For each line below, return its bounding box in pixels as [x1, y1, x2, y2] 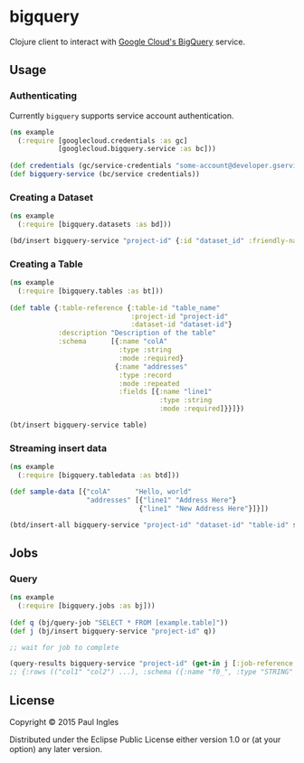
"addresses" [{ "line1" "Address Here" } [86, 495, 237, 504]
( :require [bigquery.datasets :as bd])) [17, 220, 172, 230]
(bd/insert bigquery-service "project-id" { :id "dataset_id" [9, 236, 245, 245]
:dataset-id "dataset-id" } [130, 320, 233, 329]
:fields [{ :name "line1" [119, 387, 213, 397]
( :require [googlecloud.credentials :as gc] [17, 136, 188, 146]
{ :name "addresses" [114, 362, 188, 372]
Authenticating [9, 89, 78, 102]
